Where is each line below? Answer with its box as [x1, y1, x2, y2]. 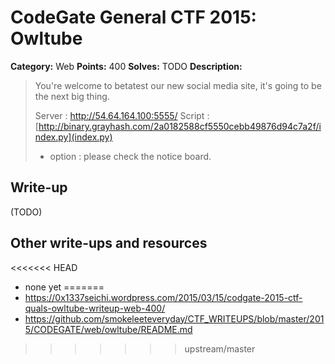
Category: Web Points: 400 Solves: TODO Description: [10, 60, 243, 72]
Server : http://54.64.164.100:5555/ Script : [34, 109, 210, 121]
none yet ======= [24, 281, 105, 293]
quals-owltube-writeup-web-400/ [24, 302, 166, 314]
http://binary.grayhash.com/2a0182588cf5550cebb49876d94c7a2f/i [38, 120, 322, 132]
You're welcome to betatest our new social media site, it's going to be [34, 79, 322, 91]
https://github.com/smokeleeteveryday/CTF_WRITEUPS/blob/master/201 [24, 312, 325, 325]
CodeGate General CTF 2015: [10, 6, 257, 29]
